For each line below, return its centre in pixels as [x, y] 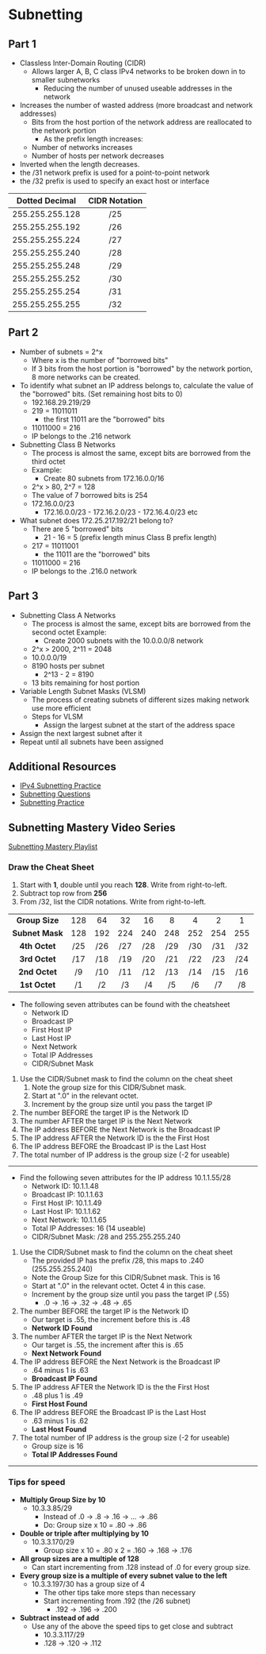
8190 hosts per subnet [68, 665]
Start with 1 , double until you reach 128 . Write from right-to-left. [123, 885]
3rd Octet [38, 958]
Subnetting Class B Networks [68, 444]
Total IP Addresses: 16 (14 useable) [89, 1228]
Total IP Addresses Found [74, 1454]
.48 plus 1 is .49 [57, 1395]
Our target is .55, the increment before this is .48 [111, 1319]
